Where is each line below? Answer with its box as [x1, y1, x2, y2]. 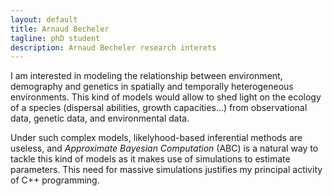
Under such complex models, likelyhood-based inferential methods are [10, 132, 303, 144]
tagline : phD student [10, 33, 101, 43]
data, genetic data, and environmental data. [10, 112, 190, 125]
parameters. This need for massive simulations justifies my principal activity [10, 164, 323, 176]
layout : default [10, 14, 78, 25]
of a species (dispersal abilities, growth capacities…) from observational [10, 102, 308, 114]
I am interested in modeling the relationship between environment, [10, 70, 283, 82]
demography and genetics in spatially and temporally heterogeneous [10, 81, 294, 93]
